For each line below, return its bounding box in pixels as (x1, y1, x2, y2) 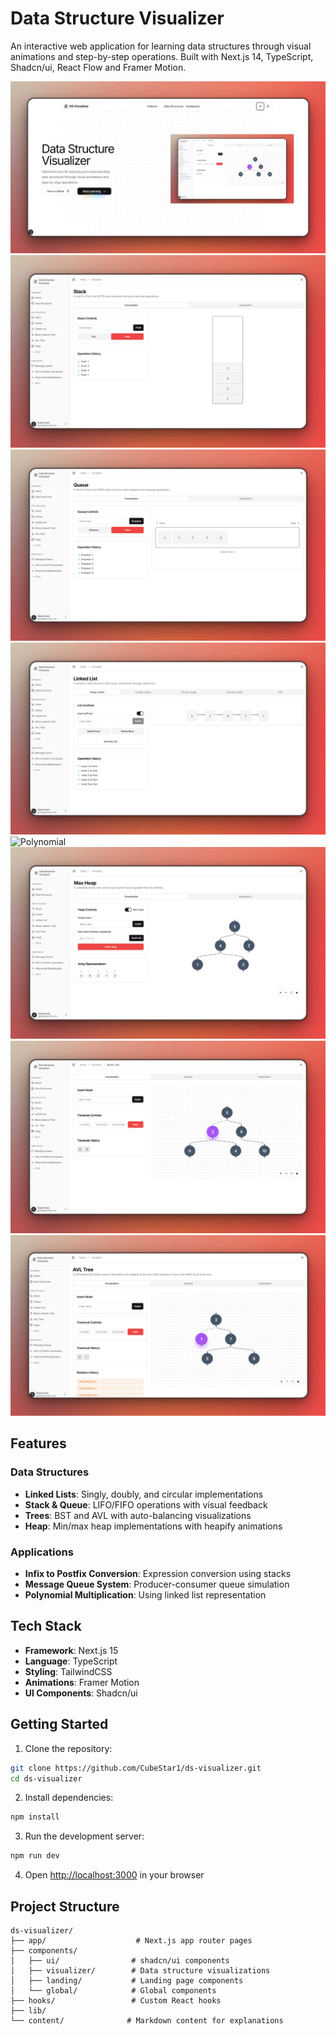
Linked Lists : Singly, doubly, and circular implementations (24, 1488, 264, 1500)
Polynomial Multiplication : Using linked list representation (24, 1589, 267, 1601)
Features (10, 1435, 67, 1452)
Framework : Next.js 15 (24, 1644, 119, 1656)
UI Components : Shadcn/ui (24, 1687, 138, 1699)
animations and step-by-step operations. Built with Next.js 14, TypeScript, (10, 50, 314, 62)
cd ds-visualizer (10, 1773, 83, 1784)
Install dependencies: (24, 1792, 114, 1804)
